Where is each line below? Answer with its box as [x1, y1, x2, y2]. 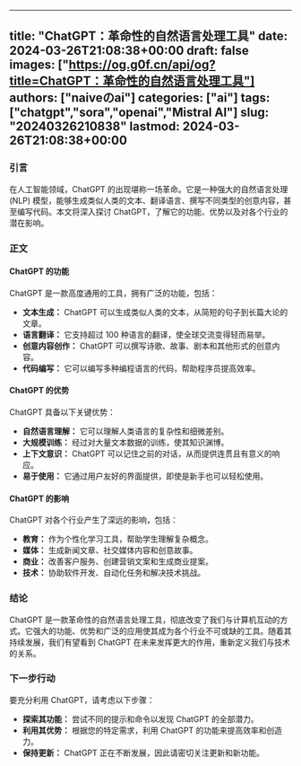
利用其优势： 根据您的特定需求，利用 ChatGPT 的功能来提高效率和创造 [21, 725, 282, 735]
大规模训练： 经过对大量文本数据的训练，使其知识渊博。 [21, 437, 229, 448]
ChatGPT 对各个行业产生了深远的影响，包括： [9, 515, 179, 525]
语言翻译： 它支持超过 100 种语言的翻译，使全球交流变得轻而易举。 [21, 329, 271, 339]
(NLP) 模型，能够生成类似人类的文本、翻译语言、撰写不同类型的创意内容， [9, 195, 284, 206]
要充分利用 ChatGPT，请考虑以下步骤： [9, 694, 155, 705]
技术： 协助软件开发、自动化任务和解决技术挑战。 [21, 568, 206, 578]
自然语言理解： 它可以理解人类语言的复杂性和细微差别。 [21, 426, 229, 436]
